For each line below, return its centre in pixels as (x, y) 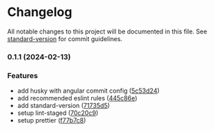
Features (23, 75)
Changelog (40, 12)
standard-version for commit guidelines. (65, 38)
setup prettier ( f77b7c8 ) (52, 121)
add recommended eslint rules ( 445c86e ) (77, 98)
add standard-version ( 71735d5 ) (63, 106)
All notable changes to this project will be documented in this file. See (107, 31)
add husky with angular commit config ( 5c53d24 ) (89, 91)
